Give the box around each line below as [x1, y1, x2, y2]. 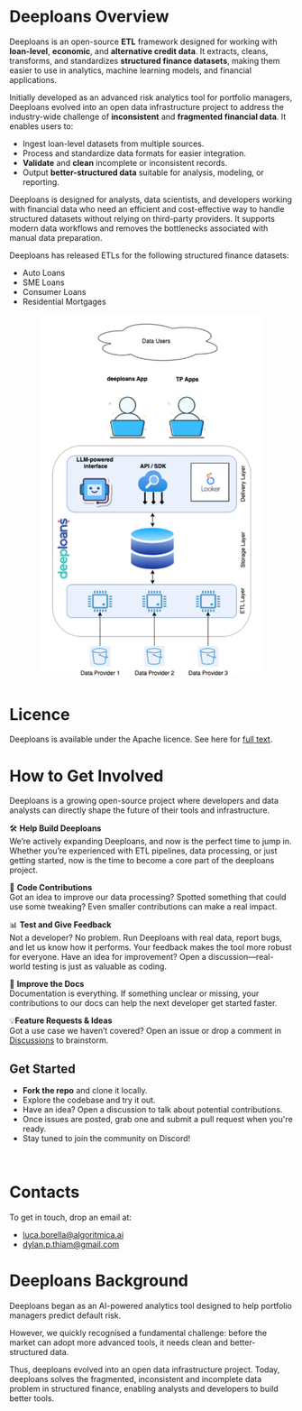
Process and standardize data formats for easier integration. [22, 147, 246, 159]
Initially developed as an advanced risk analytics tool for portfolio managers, [9, 92, 293, 103]
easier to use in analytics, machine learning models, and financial [9, 65, 252, 76]
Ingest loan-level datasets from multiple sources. [22, 138, 205, 149]
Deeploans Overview [9, 6, 169, 27]
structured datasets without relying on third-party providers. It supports [9, 213, 275, 224]
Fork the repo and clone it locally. [22, 1085, 148, 1096]
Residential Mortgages [22, 296, 106, 307]
